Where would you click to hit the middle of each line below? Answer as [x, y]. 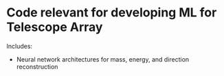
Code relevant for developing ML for [112, 13]
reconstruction [37, 66]
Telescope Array [55, 27]
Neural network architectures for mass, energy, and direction [103, 59]
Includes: [19, 46]
